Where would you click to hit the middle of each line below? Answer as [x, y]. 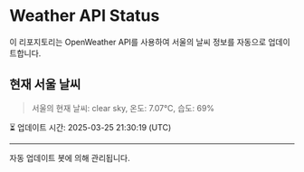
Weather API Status [85, 16]
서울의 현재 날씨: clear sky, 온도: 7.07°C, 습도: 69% [123, 108]
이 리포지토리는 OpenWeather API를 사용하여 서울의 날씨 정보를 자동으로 [138, 42]
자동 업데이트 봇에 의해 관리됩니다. [70, 158]
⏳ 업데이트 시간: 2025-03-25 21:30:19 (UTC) [90, 127]
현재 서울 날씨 [45, 85]
